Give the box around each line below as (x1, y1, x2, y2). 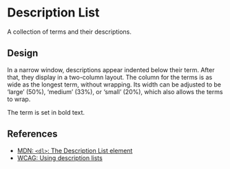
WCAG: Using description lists (17, 153, 103, 162)
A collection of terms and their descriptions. (7, 27, 132, 36)
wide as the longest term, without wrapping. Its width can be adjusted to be (7, 80, 222, 89)
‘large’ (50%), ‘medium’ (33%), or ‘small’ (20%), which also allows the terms (7, 87, 223, 95)
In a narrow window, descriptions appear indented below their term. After (7, 65, 215, 74)
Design (7, 47, 39, 59)
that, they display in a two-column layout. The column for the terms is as (7, 73, 213, 81)
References (7, 128, 58, 140)
